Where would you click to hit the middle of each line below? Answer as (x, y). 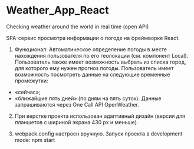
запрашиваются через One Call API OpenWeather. (77, 104)
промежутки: (31, 81)
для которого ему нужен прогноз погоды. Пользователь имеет (94, 68)
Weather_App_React (57, 10)
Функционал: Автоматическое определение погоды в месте (91, 49)
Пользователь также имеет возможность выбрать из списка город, (100, 62)
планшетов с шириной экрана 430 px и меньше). (76, 122)
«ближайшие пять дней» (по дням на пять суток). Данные (88, 98)
